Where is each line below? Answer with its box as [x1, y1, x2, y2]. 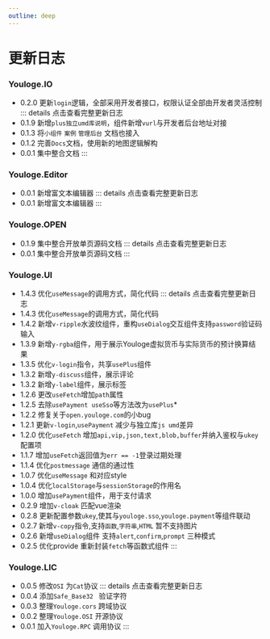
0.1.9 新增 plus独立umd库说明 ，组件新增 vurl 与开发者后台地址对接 [19, 118, 227, 128]
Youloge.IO [8, 78, 53, 90]
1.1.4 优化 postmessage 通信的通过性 [19, 460, 135, 469]
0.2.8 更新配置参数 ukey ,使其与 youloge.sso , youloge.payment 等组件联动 [19, 511, 251, 520]
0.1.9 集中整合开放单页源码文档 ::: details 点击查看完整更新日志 [19, 238, 227, 248]
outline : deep [8, 11, 56, 20]
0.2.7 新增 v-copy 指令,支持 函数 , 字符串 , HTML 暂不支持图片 [19, 521, 198, 530]
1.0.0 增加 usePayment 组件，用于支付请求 [19, 490, 152, 500]
